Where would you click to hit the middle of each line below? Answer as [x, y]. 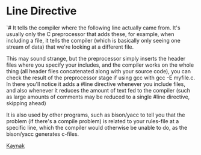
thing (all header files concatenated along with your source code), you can [99, 71]
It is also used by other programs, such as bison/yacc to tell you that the [96, 115]
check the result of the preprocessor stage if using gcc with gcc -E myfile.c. [101, 77]
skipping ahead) [26, 103]
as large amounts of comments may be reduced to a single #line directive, [98, 97]
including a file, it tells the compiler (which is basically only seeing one [93, 40]
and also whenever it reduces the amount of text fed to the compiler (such [98, 90]
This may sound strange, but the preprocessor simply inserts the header [96, 58]
